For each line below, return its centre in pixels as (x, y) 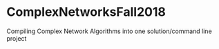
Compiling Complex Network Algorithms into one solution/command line (109, 31)
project (17, 38)
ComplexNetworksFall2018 (86, 12)
